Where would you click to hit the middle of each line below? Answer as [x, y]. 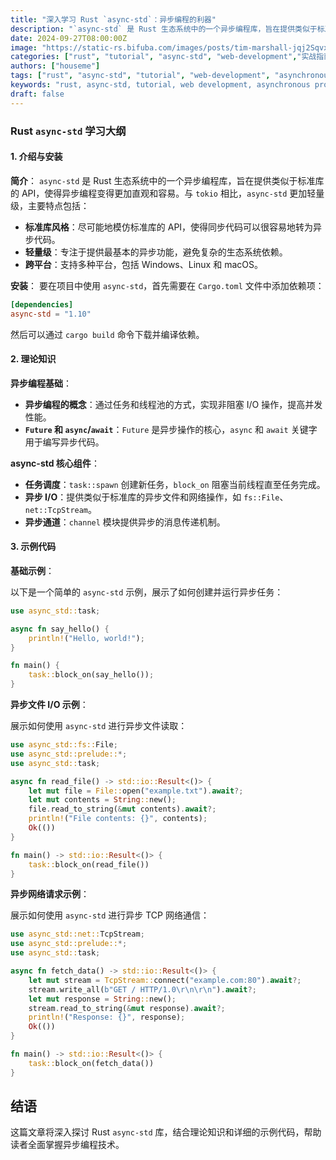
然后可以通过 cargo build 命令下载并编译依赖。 [107, 334]
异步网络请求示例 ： [50, 894]
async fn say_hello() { [60, 629]
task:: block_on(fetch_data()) [91, 1063]
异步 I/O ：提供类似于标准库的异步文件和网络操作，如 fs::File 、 [156, 497]
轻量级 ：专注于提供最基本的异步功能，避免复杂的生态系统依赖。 [156, 252]
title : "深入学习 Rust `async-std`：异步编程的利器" [113, 19]
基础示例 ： [32, 570]
